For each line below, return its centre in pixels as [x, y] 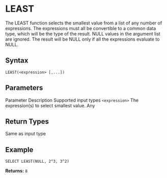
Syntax [17, 61]
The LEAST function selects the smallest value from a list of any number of [84, 23]
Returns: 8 [17, 171]
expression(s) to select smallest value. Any [50, 105]
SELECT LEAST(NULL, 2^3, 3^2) [37, 161]
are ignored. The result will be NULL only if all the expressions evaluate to [82, 39]
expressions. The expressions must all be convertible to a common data [81, 28]
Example [19, 150]
